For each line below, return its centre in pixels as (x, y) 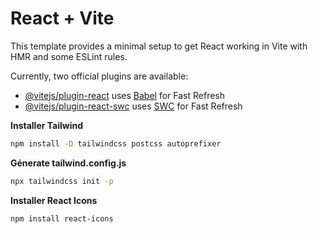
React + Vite (62, 18)
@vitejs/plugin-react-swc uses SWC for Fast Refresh (133, 106)
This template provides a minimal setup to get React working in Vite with (159, 46)
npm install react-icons (62, 218)
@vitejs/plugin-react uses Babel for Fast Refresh (125, 95)
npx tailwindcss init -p (62, 181)
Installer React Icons (54, 200)
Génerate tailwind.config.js (68, 163)
